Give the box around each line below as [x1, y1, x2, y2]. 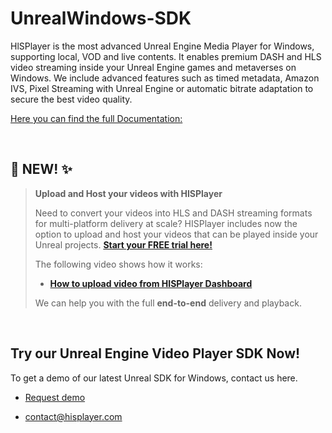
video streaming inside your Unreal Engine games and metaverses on [10, 61, 297, 73]
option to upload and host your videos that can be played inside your [34, 228, 319, 240]
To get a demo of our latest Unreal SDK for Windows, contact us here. [10, 372, 298, 384]
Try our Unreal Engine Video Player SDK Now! [10, 345, 301, 362]
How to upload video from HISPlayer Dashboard [49, 277, 253, 289]
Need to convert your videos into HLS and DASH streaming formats [34, 207, 313, 219]
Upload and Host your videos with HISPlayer [34, 187, 223, 199]
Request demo [24, 391, 86, 403]
